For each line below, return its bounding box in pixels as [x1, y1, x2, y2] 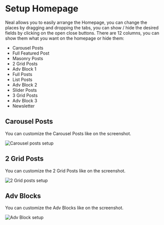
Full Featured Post [12, 50, 50, 56]
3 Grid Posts [12, 92, 38, 98]
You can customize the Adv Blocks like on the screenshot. [5, 205, 124, 211]
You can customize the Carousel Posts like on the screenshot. [5, 130, 131, 137]
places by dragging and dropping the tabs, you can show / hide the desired [5, 24, 159, 30]
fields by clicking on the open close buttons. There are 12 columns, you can [5, 30, 160, 36]
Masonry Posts [12, 55, 44, 61]
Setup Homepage [5, 3, 78, 14]
